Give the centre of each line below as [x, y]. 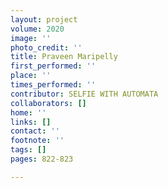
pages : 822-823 [42, 159]
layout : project [44, 19]
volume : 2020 [37, 29]
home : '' [28, 112]
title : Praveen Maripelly [64, 57]
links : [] [31, 122]
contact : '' [35, 131]
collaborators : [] [48, 103]
